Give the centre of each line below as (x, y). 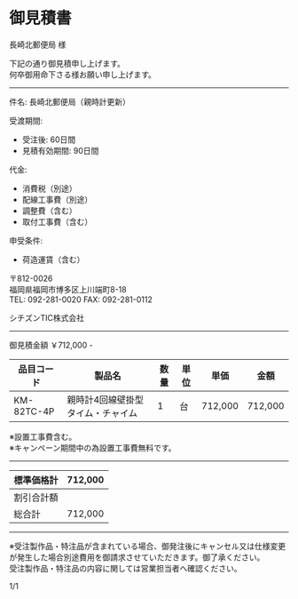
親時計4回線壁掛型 (105, 399)
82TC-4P (34, 411)
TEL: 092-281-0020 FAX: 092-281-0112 (81, 299)
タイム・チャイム (102, 412)
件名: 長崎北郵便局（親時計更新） (70, 101)
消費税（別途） (49, 188)
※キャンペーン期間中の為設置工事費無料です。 (93, 447)
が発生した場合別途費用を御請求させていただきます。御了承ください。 (137, 557)
